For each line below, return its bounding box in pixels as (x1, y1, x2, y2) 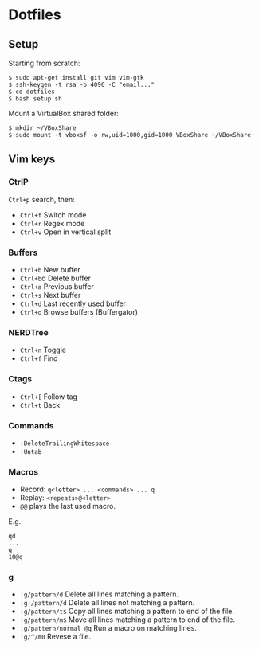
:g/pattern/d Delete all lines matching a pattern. (19, 589, 179, 599)
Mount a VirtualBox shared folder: (8, 109, 120, 118)
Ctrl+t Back (19, 400, 61, 409)
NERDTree (8, 326, 49, 338)
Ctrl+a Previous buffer (19, 281, 94, 291)
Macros (8, 466, 38, 477)
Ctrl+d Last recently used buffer (19, 299, 126, 308)
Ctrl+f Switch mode (19, 209, 87, 220)
